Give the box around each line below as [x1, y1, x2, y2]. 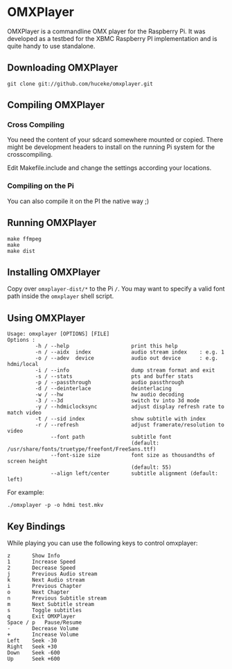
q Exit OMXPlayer [7, 613, 76, 620]
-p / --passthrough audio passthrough [35, 379, 185, 386]
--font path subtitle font [51, 434, 172, 441]
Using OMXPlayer [7, 312, 85, 324]
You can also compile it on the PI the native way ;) [7, 197, 150, 205]
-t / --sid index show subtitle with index [35, 415, 206, 423]
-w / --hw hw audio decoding [35, 391, 185, 399]
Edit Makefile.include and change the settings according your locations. [7, 164, 212, 172]
